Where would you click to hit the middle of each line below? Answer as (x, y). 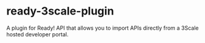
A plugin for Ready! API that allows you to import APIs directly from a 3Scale (103, 28)
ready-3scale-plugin (60, 11)
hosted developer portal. (37, 34)
